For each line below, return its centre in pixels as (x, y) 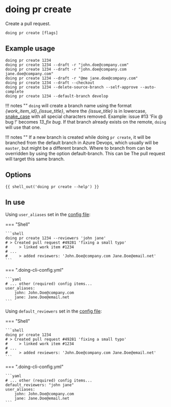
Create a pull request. (28, 23)
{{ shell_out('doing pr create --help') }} (52, 187)
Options (18, 175)
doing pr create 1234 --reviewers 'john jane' (56, 238)
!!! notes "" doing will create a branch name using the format (68, 105)
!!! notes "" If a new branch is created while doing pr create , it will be (78, 137)
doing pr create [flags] (32, 33)
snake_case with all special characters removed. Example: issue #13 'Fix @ (84, 116)
